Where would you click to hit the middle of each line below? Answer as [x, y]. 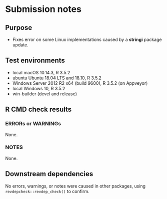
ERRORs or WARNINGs [33, 124]
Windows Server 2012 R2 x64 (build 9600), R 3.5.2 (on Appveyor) [80, 83]
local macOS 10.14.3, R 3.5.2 [41, 72]
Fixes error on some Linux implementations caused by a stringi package [87, 39]
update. [20, 45]
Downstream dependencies [49, 174]
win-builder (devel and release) [45, 94]
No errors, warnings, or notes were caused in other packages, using [75, 186]
